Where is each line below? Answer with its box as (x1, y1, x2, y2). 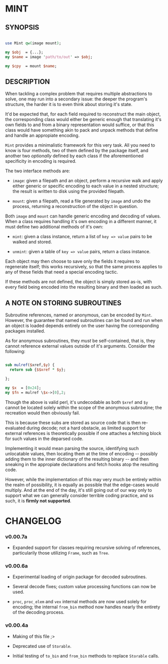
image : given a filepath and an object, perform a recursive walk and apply (12, 178, 163, 184)
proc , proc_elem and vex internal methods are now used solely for (12, 599, 146, 605)
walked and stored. (12, 239, 52, 245)
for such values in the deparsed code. (5, 435, 83, 441)
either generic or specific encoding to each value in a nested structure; (12, 183, 159, 189)
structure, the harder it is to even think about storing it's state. (5, 101, 132, 107)
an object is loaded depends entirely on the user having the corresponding (5, 322, 159, 329)
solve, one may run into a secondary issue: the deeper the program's (5, 96, 147, 102)
